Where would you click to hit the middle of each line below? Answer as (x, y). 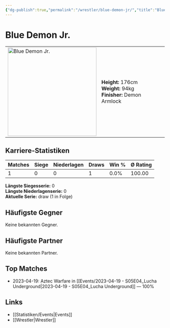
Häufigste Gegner (34, 212)
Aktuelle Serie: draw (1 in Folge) (39, 197)
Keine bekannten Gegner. (32, 225)
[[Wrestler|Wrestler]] (34, 320)
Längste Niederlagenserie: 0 (36, 191)
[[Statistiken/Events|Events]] (42, 314)
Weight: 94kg (118, 88)
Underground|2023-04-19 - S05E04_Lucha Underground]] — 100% (83, 286)
